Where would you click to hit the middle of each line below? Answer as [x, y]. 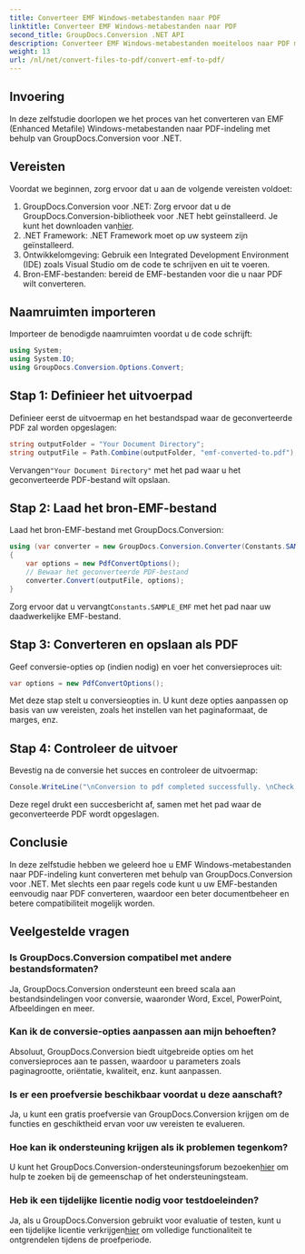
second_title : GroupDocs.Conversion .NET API [97, 35]
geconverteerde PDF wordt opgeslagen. [84, 814]
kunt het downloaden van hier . [78, 226]
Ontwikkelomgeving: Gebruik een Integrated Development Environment [156, 255]
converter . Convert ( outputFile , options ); [105, 580]
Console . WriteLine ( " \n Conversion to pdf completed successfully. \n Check [152, 788]
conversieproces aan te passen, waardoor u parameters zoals [125, 1061]
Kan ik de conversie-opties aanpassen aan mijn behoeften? [143, 1031]
